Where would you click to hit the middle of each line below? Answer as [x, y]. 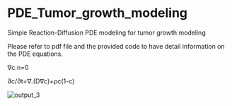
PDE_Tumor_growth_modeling [98, 13]
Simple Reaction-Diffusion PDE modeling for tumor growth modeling [107, 33]
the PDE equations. [35, 54]
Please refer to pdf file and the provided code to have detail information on [116, 46]
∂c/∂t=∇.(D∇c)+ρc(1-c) [41, 81]
